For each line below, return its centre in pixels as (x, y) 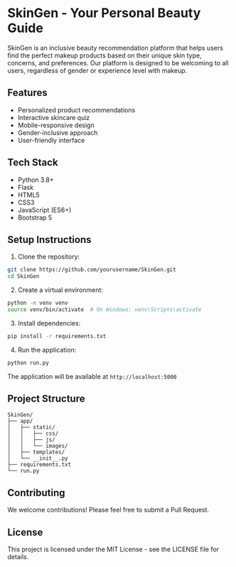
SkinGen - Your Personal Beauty (104, 13)
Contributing (36, 493)
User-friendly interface (51, 140)
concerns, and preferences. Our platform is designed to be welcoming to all (118, 63)
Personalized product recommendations (76, 110)
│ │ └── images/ (38, 446)
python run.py (28, 363)
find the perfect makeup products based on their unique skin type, (104, 55)
